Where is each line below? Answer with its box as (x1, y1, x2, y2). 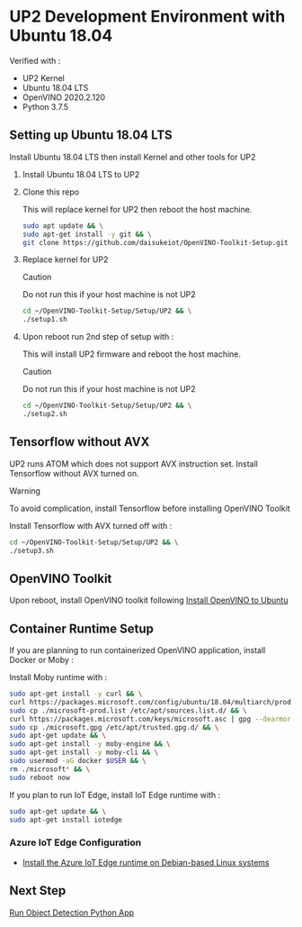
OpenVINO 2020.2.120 (22, 92, 106, 103)
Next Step (9, 883, 67, 898)
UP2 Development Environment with (9, 6, 286, 27)
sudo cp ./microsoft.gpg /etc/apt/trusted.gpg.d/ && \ (9, 723, 219, 732)
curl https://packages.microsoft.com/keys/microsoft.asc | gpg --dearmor (9, 714, 292, 723)
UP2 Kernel (22, 72, 65, 83)
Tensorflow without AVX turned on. (9, 468, 139, 478)
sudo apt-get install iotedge (9, 815, 123, 824)
